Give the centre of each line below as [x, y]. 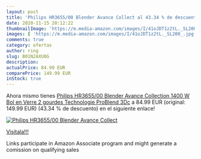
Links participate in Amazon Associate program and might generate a [92, 143]
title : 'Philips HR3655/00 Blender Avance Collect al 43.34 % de [89, 17]
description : [22, 62]
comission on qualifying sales [43, 150]
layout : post [22, 12]
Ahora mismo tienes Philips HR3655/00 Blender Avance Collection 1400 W [98, 96]
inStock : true [24, 79]
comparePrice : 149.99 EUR [38, 73]
